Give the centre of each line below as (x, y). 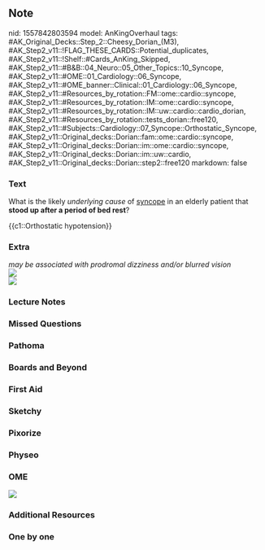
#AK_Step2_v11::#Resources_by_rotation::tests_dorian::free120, (113, 119)
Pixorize (25, 433)
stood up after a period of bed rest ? (69, 210)
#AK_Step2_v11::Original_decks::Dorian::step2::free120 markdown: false (128, 163)
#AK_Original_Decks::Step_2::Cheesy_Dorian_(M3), (94, 41)
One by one (32, 536)
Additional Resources (52, 515)
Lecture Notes (37, 302)
